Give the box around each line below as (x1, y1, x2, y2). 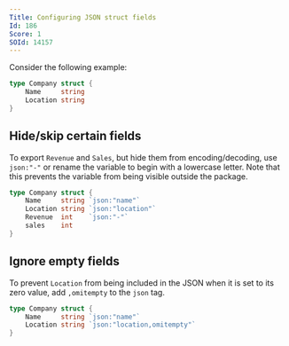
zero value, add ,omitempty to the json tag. (9, 287, 166, 297)
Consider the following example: (9, 62, 128, 73)
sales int (25, 221, 74, 231)
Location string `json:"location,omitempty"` (25, 320, 197, 329)
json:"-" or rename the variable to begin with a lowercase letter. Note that (9, 161, 281, 172)
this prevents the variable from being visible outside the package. (9, 170, 248, 182)
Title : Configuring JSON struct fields (9, 12, 157, 22)
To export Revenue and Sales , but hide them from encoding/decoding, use (9, 152, 277, 162)
